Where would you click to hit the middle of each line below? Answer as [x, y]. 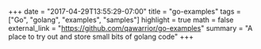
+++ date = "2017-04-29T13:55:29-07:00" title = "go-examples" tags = [125, 11]
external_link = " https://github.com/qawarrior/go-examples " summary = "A [130, 28]
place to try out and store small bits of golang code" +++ [101, 36]
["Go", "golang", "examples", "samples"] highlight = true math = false [121, 20]
